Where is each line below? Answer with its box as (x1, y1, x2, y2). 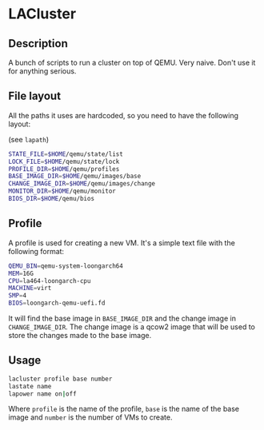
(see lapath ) (8, 134, 50, 144)
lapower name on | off (8, 389, 78, 398)
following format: (8, 246, 65, 256)
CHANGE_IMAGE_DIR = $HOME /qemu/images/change (8, 180, 156, 188)
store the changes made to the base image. (8, 331, 152, 340)
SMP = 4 (8, 292, 26, 300)
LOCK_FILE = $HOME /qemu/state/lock (8, 157, 120, 165)
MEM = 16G (8, 269, 34, 277)
